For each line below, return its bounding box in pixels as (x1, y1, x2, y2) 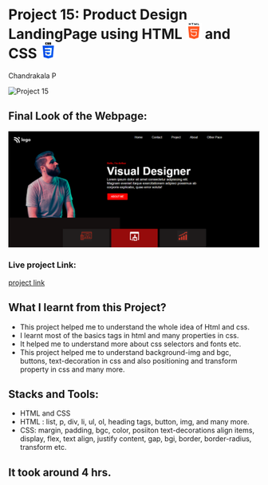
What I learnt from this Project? (8, 301, 167, 314)
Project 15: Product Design (8, 6, 187, 24)
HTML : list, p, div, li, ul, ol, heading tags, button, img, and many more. (19, 417, 250, 427)
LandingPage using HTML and (8, 26, 231, 43)
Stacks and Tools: (8, 388, 100, 401)
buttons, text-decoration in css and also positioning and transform (19, 356, 238, 365)
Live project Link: (8, 259, 77, 270)
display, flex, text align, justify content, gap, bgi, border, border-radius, (19, 434, 252, 444)
